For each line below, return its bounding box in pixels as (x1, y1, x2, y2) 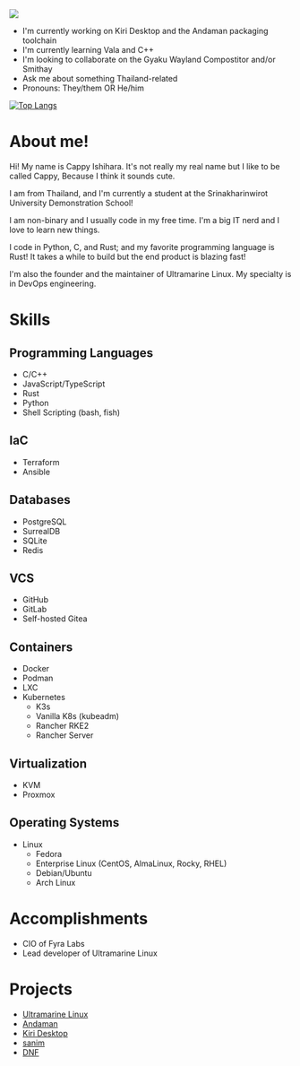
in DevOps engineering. (9, 278, 97, 289)
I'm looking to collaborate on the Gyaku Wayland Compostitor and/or (21, 54, 276, 65)
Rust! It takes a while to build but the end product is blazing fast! (9, 251, 246, 262)
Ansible (21, 466, 51, 477)
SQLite (21, 535, 47, 546)
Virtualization (9, 756, 88, 771)
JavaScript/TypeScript (21, 378, 106, 389)
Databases (9, 492, 72, 507)
